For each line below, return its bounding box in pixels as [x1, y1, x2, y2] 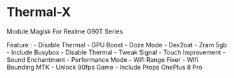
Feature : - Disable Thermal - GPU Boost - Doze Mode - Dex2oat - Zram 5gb [6, 40, 227, 49]
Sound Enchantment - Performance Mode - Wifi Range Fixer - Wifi [6, 55, 199, 63]
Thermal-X [6, 4, 71, 20]
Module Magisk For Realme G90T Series [6, 27, 123, 36]
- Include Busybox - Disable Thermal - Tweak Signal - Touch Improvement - [6, 48, 226, 56]
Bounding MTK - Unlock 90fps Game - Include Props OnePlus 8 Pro [6, 63, 202, 71]
